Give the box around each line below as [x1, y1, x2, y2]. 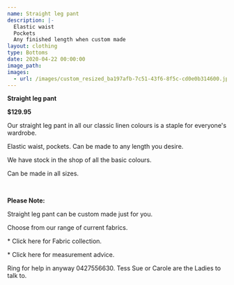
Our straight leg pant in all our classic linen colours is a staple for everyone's [7, 122, 227, 130]
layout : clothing [7, 43, 58, 50]
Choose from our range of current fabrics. [7, 224, 128, 232]
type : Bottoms [7, 50, 49, 57]
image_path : [7, 62, 42, 69]
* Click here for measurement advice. [7, 251, 115, 259]
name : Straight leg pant [7, 10, 79, 17]
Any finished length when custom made [13, 36, 127, 43]
